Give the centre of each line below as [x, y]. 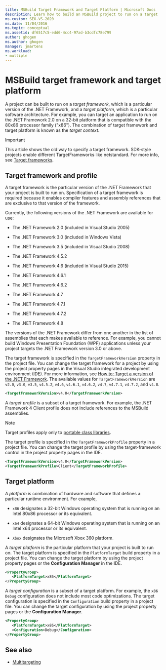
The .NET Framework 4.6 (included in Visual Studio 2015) [70, 266]
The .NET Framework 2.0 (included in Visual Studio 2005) [71, 228]
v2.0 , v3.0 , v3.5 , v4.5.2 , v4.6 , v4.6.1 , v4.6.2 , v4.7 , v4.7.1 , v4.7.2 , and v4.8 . [82, 384]
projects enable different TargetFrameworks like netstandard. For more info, [82, 155]
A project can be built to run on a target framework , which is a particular [79, 104]
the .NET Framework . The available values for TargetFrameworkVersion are [80, 379]
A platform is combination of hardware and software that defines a [73, 493]
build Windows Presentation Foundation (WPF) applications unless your [78, 343]
